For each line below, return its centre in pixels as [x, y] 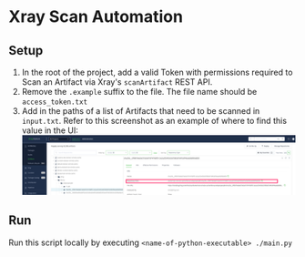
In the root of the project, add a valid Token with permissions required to [157, 72]
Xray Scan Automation [96, 17]
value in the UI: [50, 130]
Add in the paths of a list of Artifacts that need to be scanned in [141, 111]
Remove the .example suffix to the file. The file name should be [139, 92]
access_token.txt [55, 102]
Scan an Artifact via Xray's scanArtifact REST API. [117, 82]
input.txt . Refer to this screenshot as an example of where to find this [154, 121]
